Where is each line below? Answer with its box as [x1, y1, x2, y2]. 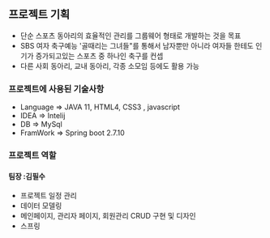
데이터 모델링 [19, 201, 62, 210]
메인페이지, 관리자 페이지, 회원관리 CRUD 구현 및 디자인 [19, 211, 196, 221]
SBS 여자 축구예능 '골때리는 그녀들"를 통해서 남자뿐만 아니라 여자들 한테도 [19, 40, 254, 50]
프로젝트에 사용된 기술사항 [8, 83, 105, 95]
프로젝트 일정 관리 [19, 191, 77, 201]
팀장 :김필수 [8, 171, 46, 181]
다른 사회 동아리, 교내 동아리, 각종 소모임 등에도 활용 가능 [19, 61, 200, 70]
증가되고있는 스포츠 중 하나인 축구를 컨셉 [35, 51, 164, 61]
